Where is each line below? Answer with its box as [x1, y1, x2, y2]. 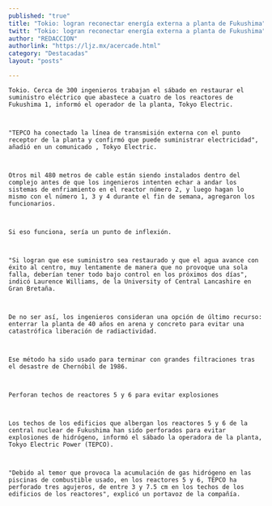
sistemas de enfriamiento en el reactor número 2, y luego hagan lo [8, 185, 244, 193]
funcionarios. [8, 199, 57, 207]
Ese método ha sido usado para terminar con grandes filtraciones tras [8, 355, 255, 364]
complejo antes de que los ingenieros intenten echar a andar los [8, 178, 237, 186]
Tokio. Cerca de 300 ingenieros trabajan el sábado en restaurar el [8, 86, 244, 94]
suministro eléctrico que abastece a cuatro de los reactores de [8, 93, 233, 101]
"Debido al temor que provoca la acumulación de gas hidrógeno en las [8, 469, 252, 477]
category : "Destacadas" [8, 49, 89, 57]
